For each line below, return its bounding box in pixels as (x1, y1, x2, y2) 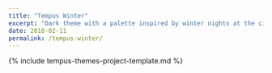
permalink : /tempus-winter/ (8, 34, 104, 43)
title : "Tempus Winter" (8, 11, 89, 20)
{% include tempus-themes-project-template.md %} (8, 56, 184, 66)
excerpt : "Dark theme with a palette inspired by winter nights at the (8, 19, 255, 27)
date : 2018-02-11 (8, 26, 67, 34)
